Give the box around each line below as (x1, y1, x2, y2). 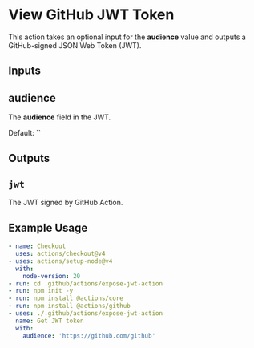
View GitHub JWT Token (8, 6, 175, 24)
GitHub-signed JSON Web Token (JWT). (8, 40, 142, 50)
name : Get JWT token (15, 317, 84, 325)
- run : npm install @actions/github (8, 302, 131, 310)
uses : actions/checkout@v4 (15, 250, 106, 258)
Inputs (8, 64, 42, 78)
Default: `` (8, 128, 42, 138)
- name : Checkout (8, 242, 67, 250)
